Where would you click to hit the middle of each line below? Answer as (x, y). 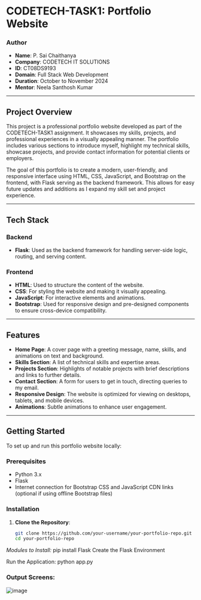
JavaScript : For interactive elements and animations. (80, 298)
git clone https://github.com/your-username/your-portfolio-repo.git (103, 533)
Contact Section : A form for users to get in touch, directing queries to (101, 382)
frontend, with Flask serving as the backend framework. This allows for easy (100, 183)
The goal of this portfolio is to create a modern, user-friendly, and (87, 170)
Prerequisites (26, 461)
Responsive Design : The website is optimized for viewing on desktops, (103, 394)
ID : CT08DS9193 (35, 68)
